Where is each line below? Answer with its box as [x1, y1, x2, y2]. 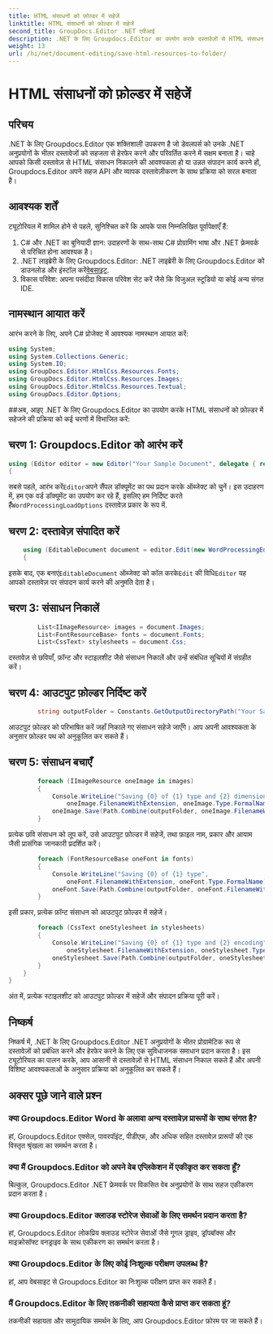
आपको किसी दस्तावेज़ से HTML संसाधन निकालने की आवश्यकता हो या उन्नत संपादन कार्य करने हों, [8, 158, 262, 167]
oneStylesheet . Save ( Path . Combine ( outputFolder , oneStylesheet [51, 953, 267, 962]
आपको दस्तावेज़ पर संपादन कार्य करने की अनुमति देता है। [8, 577, 155, 586]
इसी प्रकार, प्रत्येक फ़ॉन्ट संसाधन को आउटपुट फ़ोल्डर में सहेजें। [8, 908, 168, 918]
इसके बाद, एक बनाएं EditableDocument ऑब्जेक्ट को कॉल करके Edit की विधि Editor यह [8, 568, 246, 578]
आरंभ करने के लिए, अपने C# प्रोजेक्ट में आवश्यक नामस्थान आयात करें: [8, 329, 189, 338]
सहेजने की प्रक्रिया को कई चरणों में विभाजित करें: [8, 414, 130, 424]
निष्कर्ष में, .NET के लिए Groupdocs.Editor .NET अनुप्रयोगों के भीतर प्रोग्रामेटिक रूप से [8, 1037, 241, 1047]
